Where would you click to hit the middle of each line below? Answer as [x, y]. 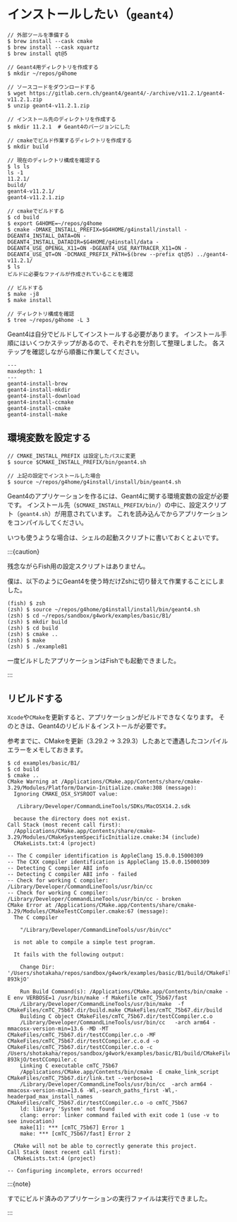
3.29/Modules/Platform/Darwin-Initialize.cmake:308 [85, 788]
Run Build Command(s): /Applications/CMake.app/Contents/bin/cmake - [124, 992]
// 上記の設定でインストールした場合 [54, 476]
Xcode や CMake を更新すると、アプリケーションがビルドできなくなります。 [112, 717]
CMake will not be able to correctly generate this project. [105, 1146]
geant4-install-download [44, 396]
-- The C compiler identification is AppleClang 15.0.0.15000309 [105, 856]
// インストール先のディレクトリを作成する [62, 119]
